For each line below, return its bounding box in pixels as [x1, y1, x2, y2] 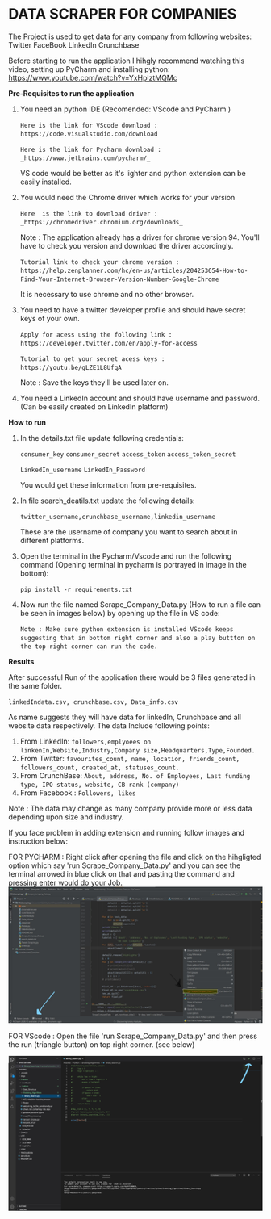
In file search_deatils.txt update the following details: [19, 496, 195, 505]
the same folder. [8, 681, 63, 690]
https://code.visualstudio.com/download [19, 130, 158, 138]
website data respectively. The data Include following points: [8, 720, 210, 731]
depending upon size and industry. [8, 812, 124, 822]
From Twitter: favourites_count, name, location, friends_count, [19, 753, 240, 763]
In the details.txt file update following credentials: [19, 433, 184, 442]
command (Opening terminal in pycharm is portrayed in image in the [19, 559, 248, 569]
